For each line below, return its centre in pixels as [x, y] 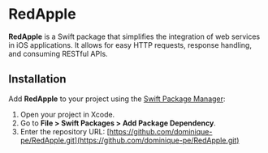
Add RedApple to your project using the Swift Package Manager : [117, 99]
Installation [37, 79]
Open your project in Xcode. [67, 114]
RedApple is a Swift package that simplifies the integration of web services [134, 36]
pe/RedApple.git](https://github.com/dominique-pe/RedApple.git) [130, 140]
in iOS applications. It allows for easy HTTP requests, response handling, [130, 45]
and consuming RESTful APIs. [58, 53]
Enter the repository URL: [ [65, 131]
